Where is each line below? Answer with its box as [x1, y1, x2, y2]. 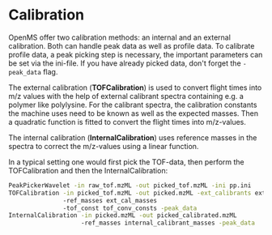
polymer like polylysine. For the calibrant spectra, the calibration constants [8, 100, 257, 109]
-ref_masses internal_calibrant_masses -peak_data [80, 219, 255, 228]
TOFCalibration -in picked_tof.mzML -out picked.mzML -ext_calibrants [8, 189, 252, 197]
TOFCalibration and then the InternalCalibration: [8, 165, 168, 175]
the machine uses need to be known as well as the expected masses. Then [8, 108, 259, 118]
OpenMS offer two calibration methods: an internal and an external [8, 32, 231, 42]
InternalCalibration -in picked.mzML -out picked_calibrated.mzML [8, 211, 237, 220]
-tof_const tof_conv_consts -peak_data [62, 204, 198, 212]
